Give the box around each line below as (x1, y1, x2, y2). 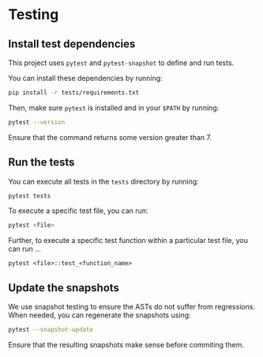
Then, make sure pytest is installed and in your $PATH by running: (8, 103, 220, 112)
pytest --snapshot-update (8, 326, 93, 334)
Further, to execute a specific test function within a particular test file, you (8, 236, 249, 245)
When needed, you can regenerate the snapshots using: (8, 310, 191, 320)
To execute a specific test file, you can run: (8, 206, 148, 215)
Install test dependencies (8, 37, 136, 51)
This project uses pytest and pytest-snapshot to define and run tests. (8, 58, 235, 67)
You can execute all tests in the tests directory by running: (8, 177, 199, 186)
